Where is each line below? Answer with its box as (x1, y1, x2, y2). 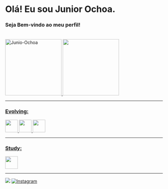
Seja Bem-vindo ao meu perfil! (5, 21, 81, 28)
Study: (5, 144, 22, 151)
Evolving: (5, 108, 29, 115)
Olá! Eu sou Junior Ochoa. (5, 3, 116, 15)
